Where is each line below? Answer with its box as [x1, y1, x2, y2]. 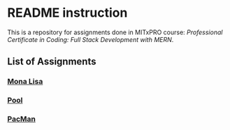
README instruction [7, 5, 128, 21]
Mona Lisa [7, 77, 43, 87]
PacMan [7, 114, 36, 124]
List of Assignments [7, 56, 96, 68]
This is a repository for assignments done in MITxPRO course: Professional [7, 28, 223, 36]
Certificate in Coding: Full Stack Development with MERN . [7, 35, 174, 43]
